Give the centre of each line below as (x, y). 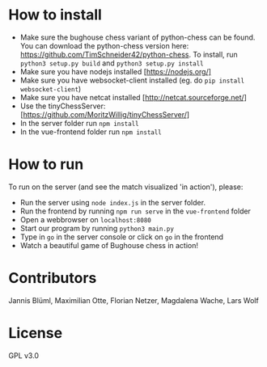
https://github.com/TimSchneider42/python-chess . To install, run (129, 54)
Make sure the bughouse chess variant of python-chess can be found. (138, 37)
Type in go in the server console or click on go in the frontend (122, 237)
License (36, 333)
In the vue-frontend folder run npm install (91, 132)
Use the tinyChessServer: (63, 106)
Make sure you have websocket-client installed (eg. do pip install (132, 80)
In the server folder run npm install (79, 123)
